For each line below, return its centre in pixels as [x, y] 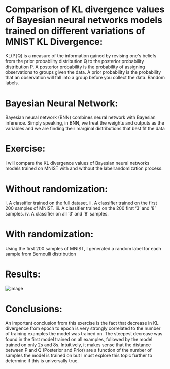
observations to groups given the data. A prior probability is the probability [83, 72]
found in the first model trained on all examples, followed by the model [79, 339]
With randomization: [49, 234]
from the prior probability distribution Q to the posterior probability [75, 61]
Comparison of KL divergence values [85, 9]
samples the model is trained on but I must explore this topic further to [79, 355]
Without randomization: [57, 189]
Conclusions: [34, 309]
